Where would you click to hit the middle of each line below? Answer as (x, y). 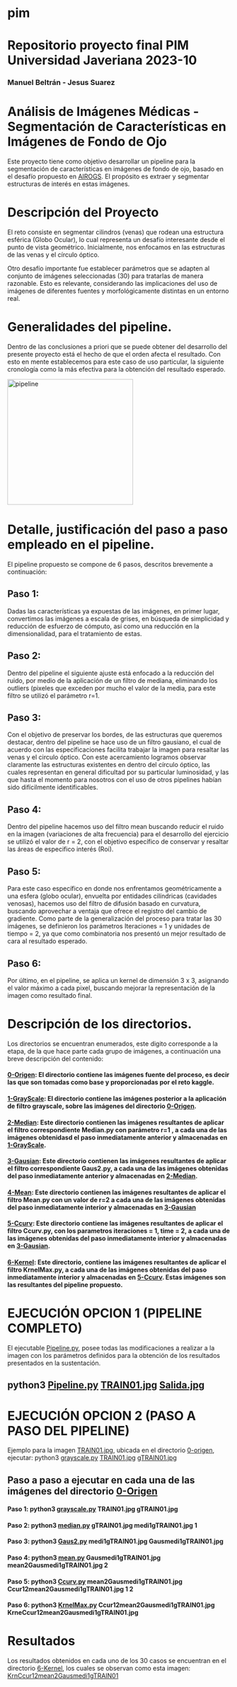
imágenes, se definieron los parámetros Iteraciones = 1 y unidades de (109, 926)
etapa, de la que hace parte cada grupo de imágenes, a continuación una (114, 1051)
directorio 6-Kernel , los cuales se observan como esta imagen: (99, 1669)
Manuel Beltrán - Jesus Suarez (61, 83)
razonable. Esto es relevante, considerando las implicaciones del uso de (112, 284)
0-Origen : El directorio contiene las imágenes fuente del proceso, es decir (118, 1075)
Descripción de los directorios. (100, 1024)
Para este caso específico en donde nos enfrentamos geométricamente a (115, 889)
